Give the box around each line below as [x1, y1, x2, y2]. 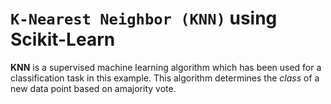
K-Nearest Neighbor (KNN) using [10, 7, 278, 30]
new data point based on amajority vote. [10, 82, 177, 94]
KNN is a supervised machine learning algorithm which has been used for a [10, 61, 322, 73]
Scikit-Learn [10, 28, 116, 51]
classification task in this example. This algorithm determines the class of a [10, 72, 320, 84]
